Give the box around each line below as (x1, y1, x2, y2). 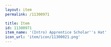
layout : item (5, 7, 32, 12)
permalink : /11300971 (5, 12, 50, 17)
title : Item (5, 21, 30, 26)
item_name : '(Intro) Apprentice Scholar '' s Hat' (5, 30, 107, 35)
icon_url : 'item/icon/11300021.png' (5, 35, 80, 40)
